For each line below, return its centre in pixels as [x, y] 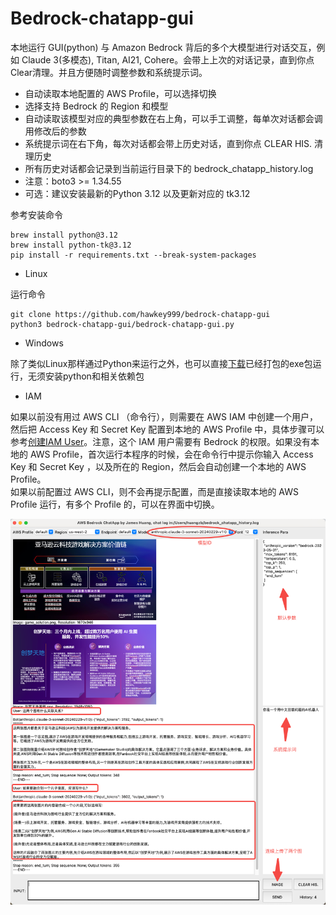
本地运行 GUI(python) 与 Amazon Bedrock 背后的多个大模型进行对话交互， [163, 47]
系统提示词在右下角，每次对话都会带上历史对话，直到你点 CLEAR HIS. [168, 143]
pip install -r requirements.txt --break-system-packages [133, 255]
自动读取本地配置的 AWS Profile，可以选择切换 [120, 93]
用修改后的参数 [55, 131]
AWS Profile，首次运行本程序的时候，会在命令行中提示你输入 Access [171, 454]
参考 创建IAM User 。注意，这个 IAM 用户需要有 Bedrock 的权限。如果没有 [161, 441]
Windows [44, 343]
